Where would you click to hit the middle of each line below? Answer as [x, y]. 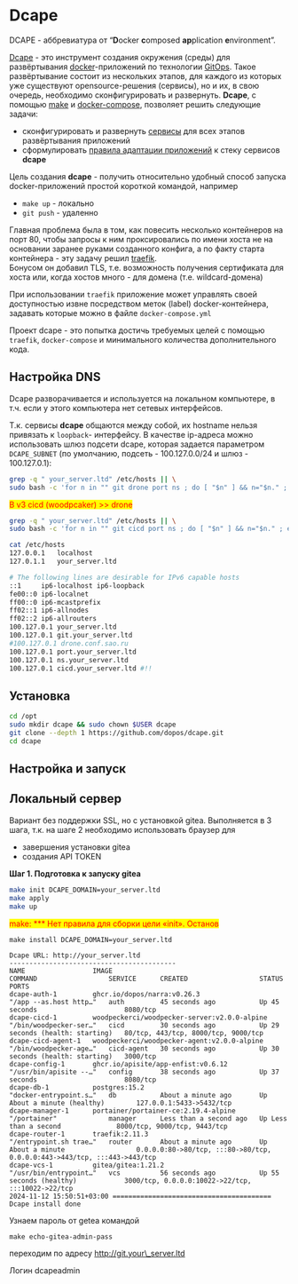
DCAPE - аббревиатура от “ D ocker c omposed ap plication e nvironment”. [143, 40]
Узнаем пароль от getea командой [74, 1220]
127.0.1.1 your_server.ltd [63, 561]
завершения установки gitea [76, 847]
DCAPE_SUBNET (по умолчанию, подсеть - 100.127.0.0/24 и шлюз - [129, 453]
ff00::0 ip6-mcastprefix [55, 602]
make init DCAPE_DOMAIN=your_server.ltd [85, 890]
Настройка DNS [55, 377]
